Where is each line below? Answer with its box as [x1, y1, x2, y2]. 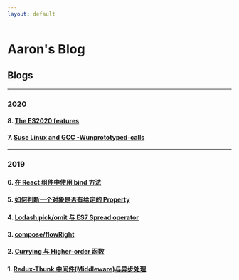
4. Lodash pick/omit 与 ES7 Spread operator [7, 213, 139, 222]
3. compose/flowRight [7, 229, 75, 239]
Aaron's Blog [7, 41, 85, 57]
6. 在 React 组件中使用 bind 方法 [7, 177, 102, 186]
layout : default [7, 10, 55, 18]
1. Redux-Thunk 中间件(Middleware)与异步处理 [7, 264, 147, 273]
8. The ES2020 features [7, 117, 80, 125]
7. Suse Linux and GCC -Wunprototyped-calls [7, 133, 145, 141]
